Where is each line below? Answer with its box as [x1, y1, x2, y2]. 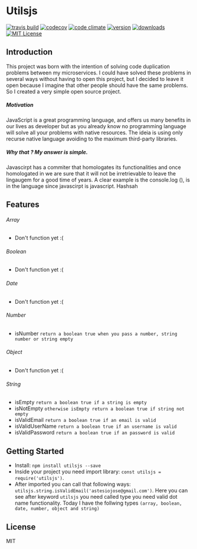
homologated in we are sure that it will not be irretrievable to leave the [6, 170, 176, 177]
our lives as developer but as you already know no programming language [6, 122, 187, 129]
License [6, 522, 36, 532]
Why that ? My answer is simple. [6, 149, 88, 156]
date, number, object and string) [14, 506, 100, 512]
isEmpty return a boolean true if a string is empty [14, 399, 147, 406]
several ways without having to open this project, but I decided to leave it [6, 75, 184, 82]
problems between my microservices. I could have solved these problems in [6, 69, 192, 76]
